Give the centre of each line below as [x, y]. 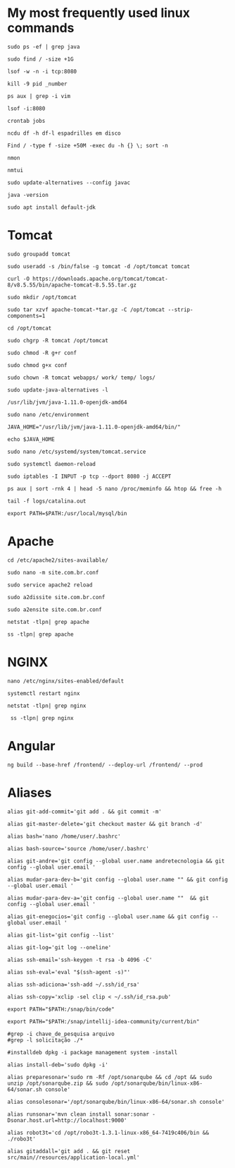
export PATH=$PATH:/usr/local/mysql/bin [68, 513]
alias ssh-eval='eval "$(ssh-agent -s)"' [69, 972]
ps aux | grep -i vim [39, 96]
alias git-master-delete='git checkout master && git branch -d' [105, 824]
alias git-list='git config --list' [61, 935]
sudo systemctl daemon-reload [52, 464]
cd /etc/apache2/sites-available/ [58, 560]
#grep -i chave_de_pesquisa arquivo [61, 1034]
